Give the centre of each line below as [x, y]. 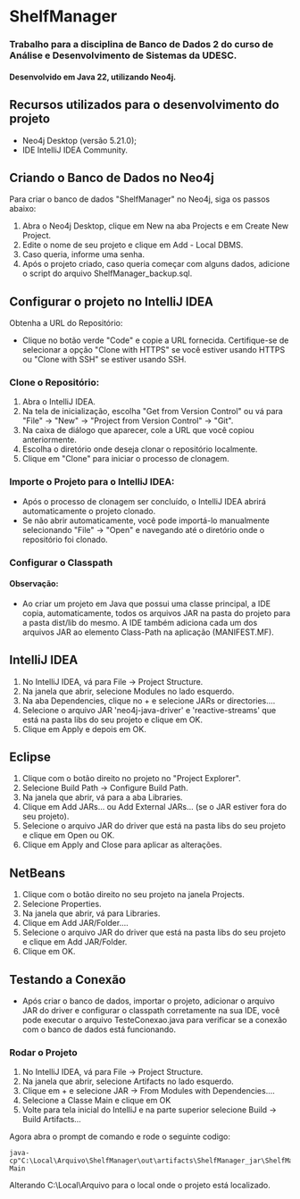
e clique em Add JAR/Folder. [75, 942]
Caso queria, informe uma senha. [83, 254]
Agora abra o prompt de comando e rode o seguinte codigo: [120, 1137]
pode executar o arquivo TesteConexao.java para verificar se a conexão [154, 1020]
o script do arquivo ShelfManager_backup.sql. [107, 273]
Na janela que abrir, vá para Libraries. [91, 913]
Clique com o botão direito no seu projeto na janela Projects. [133, 895]
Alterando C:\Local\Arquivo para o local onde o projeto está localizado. [140, 1186]
